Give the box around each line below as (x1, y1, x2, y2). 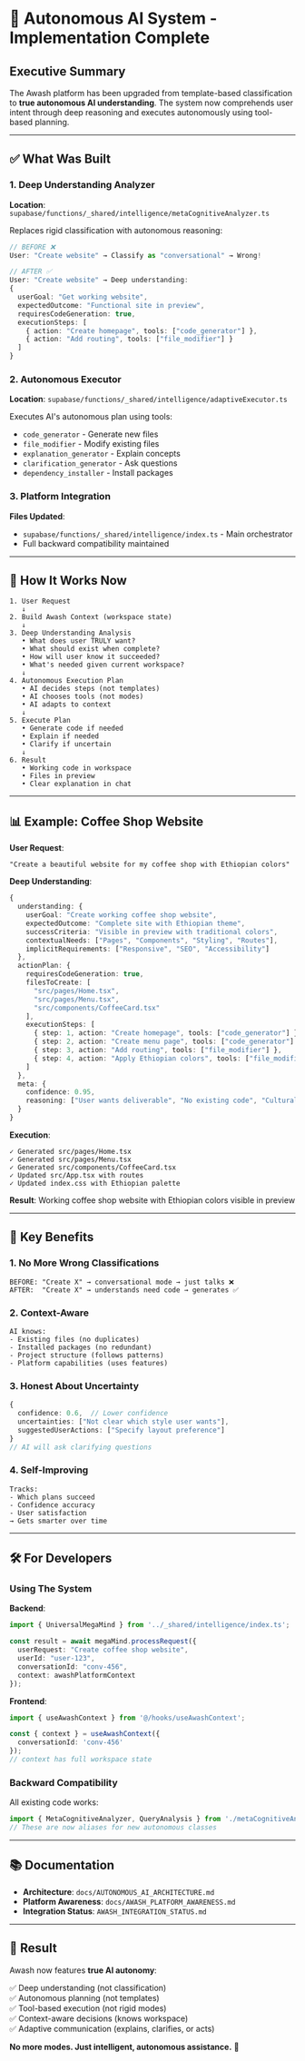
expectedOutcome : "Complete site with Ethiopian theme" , (25, 919, 246, 928)
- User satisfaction (9, 1508, 88, 1517)
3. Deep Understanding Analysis (9, 628, 132, 638)
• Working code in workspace (21, 764, 132, 773)
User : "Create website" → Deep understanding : (9, 276, 189, 285)
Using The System (9, 1583, 93, 1595)
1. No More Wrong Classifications (9, 1257, 160, 1269)
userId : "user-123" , (17, 1654, 95, 1663)
